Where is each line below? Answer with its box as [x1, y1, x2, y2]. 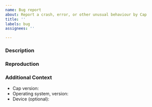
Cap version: [12, 85, 39, 91]
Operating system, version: [12, 91, 69, 97]
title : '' [5, 17, 26, 22]
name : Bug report [5, 7, 42, 13]
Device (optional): [12, 96, 50, 102]
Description [5, 47, 35, 54]
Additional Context [5, 74, 52, 81]
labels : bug [5, 21, 30, 27]
